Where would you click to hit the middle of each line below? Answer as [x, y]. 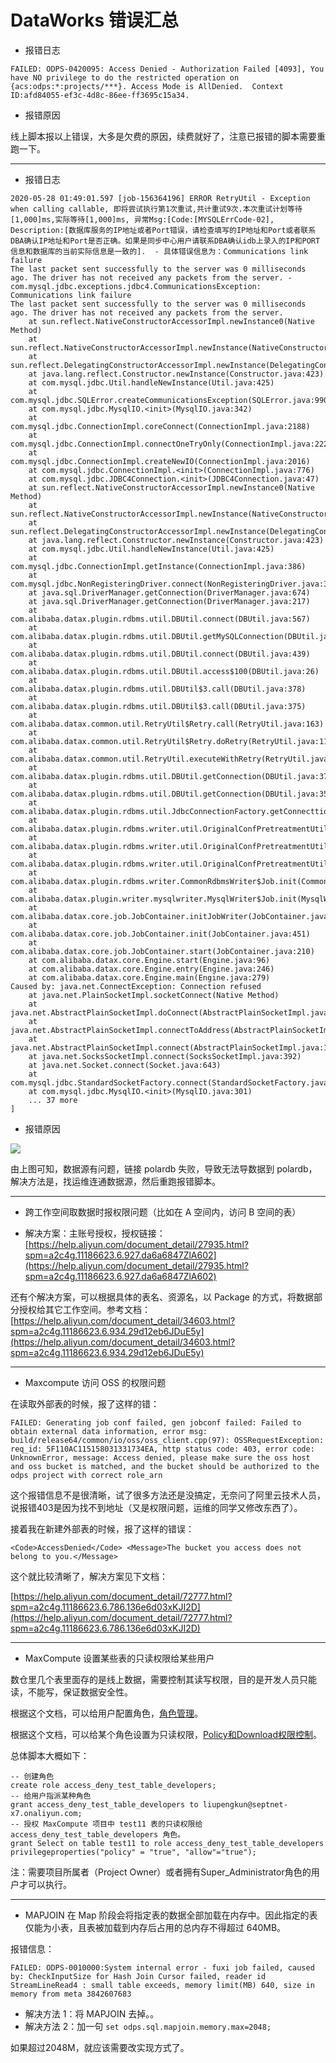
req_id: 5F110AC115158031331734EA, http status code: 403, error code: [162, 1449]
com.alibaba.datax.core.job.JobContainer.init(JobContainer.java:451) [160, 934]
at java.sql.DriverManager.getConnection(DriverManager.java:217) [169, 601]
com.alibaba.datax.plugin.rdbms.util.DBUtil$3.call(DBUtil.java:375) [158, 706]
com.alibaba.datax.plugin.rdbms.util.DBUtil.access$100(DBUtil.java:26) [165, 671]
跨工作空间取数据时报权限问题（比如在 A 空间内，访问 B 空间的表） [163, 1212]
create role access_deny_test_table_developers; [113, 1785]
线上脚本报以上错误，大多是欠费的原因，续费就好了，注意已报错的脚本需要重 [168, 136]
